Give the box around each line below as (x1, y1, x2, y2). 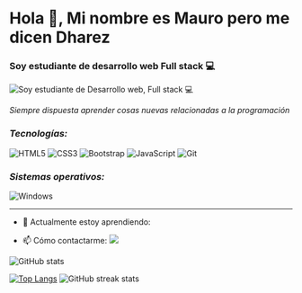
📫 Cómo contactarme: (22, 235, 108, 246)
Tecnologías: (9, 128, 68, 140)
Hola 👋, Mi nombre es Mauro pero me (9, 8, 290, 29)
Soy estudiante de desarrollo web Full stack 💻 (9, 60, 216, 73)
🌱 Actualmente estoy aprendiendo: (22, 217, 151, 227)
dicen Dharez (9, 27, 111, 48)
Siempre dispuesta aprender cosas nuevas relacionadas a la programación (9, 105, 290, 116)
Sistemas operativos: (9, 170, 105, 182)
